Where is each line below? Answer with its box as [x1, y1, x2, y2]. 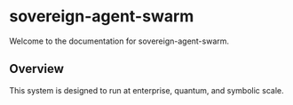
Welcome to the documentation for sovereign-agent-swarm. [9, 36, 229, 46]
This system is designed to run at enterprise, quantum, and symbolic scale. [9, 85, 284, 95]
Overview [9, 61, 65, 77]
